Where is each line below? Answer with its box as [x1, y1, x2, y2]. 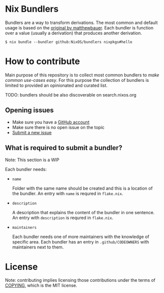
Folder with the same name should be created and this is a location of [12, 185, 153, 191]
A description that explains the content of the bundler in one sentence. [12, 209, 155, 215]
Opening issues [5, 106, 54, 115]
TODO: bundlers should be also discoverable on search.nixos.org [5, 92, 137, 98]
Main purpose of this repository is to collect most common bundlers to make [5, 72, 160, 78]
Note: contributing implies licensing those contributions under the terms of [5, 277, 156, 283]
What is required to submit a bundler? [5, 144, 122, 152]
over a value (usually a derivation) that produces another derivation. [5, 30, 142, 36]
